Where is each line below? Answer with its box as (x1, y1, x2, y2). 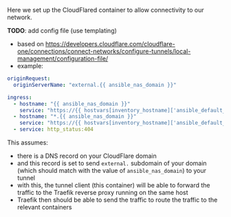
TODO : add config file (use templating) (7, 27, 117, 34)
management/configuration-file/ (16, 54, 109, 63)
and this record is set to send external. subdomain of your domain (16, 159, 208, 167)
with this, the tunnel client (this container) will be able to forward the (16, 181, 211, 189)
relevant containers (16, 203, 72, 211)
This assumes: (7, 138, 48, 147)
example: (16, 62, 43, 70)
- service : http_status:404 (13, 126, 94, 133)
